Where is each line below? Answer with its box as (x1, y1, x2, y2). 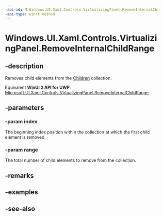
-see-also (5, 204, 35, 213)
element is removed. (5, 134, 46, 140)
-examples (5, 188, 38, 197)
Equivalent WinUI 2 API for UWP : (5, 84, 71, 90)
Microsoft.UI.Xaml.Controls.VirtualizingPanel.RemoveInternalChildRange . (5, 89, 150, 95)
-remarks (5, 171, 34, 180)
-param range (5, 147, 38, 153)
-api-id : (5, 7, 23, 12)
